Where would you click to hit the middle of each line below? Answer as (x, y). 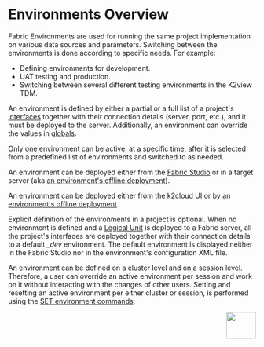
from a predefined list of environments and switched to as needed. (116, 157)
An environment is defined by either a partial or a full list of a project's (121, 108)
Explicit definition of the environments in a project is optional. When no (123, 219)
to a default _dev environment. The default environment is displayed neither (130, 244)
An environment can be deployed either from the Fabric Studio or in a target (131, 172)
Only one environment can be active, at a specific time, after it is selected (127, 148)
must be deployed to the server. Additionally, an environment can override (128, 125)
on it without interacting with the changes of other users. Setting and (119, 284)
